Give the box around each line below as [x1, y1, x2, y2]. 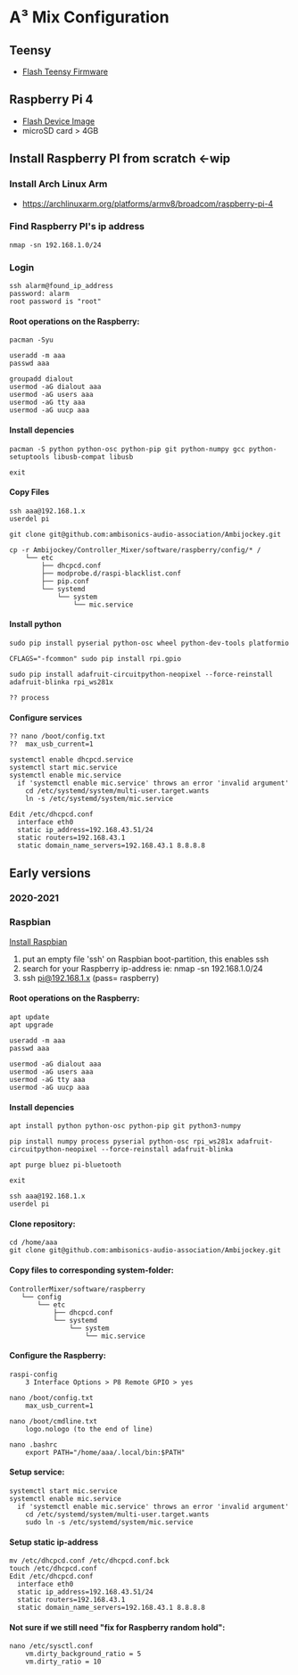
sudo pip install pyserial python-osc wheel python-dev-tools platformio [9, 639, 290, 648]
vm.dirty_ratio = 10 [25, 1657, 102, 1666]
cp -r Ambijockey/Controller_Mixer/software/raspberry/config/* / [9, 545, 261, 555]
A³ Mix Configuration [9, 7, 170, 28]
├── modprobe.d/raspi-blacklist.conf [41, 569, 181, 578]
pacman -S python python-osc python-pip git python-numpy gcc [9, 444, 245, 453]
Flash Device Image [21, 115, 95, 127]
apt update [9, 1012, 50, 1021]
